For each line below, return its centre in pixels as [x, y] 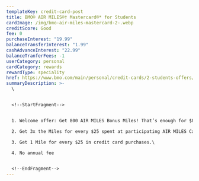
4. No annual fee [33, 153]
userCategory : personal [36, 61]
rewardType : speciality [36, 72]
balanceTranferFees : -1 [36, 56]
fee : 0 [14, 34]
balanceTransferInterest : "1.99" [47, 45]
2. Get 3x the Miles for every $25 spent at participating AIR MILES [99, 131]
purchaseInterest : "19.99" [39, 39]
